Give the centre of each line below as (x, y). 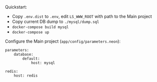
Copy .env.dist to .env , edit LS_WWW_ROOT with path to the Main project (82, 16)
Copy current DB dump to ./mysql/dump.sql (55, 22)
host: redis (26, 76)
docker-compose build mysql (40, 27)
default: (31, 59)
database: (24, 54)
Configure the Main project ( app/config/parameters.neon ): (63, 41)
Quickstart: (16, 7)
